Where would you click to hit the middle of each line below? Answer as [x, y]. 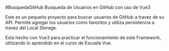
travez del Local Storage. [31, 28]
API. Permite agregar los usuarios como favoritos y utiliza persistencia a [80, 22]
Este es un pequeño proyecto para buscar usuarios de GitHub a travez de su [85, 17]
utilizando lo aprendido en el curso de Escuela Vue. [59, 43]
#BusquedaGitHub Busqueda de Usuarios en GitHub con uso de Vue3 [78, 7]
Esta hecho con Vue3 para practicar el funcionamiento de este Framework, [83, 38]
